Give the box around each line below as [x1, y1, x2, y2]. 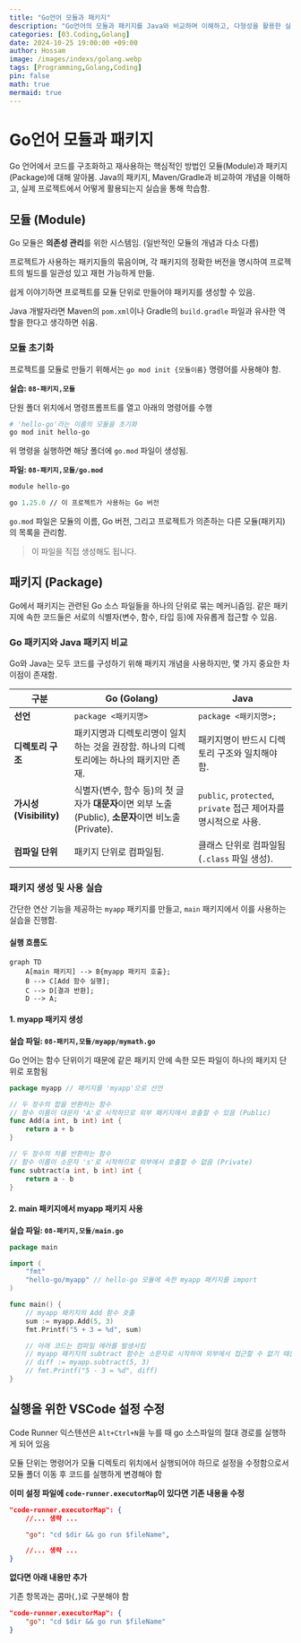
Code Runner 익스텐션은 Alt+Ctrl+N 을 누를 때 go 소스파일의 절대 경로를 [9, 1427, 262, 1438]
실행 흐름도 [9, 938, 47, 948]
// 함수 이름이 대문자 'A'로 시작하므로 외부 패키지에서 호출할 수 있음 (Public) [9, 1108, 271, 1117]
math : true [9, 80, 50, 89]
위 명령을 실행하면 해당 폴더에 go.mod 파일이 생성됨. [9, 445, 189, 456]
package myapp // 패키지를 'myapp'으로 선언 [9, 1084, 163, 1093]
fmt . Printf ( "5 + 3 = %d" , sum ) [25, 1325, 142, 1334]
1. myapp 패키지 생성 [9, 1014, 83, 1025]
